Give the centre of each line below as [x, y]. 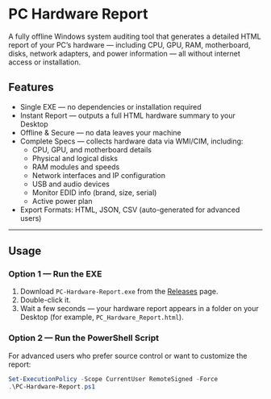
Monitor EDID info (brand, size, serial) [94, 192]
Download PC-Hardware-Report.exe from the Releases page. [119, 292]
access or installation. [45, 62]
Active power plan [62, 201]
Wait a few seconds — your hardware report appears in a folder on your [140, 309]
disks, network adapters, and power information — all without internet [124, 53]
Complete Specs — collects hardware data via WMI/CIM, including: [131, 141]
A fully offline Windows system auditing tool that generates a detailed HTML [135, 36]
